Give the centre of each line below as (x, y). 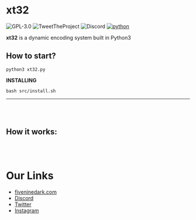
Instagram (27, 210)
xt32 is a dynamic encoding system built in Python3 (69, 37)
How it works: (32, 132)
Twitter (23, 204)
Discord (24, 198)
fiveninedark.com (36, 192)
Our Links (30, 175)
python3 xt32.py (26, 69)
